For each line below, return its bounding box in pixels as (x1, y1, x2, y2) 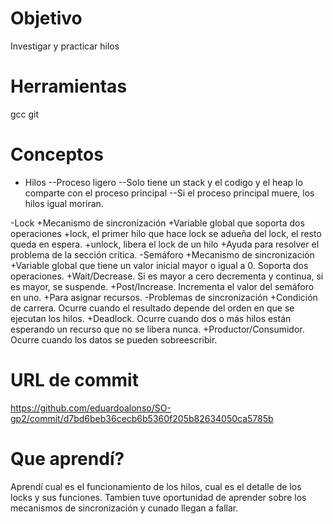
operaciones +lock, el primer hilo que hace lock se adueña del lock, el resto (10, 227, 322, 239)
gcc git (10, 108, 40, 120)
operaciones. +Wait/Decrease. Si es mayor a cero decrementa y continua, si (10, 270, 324, 282)
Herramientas (10, 75, 128, 98)
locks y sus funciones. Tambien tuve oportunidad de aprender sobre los (10, 491, 307, 503)
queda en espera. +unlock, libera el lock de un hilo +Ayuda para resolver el (10, 238, 320, 250)
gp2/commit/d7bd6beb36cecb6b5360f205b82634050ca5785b (10, 412, 274, 424)
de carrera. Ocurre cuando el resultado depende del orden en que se (10, 302, 295, 314)
